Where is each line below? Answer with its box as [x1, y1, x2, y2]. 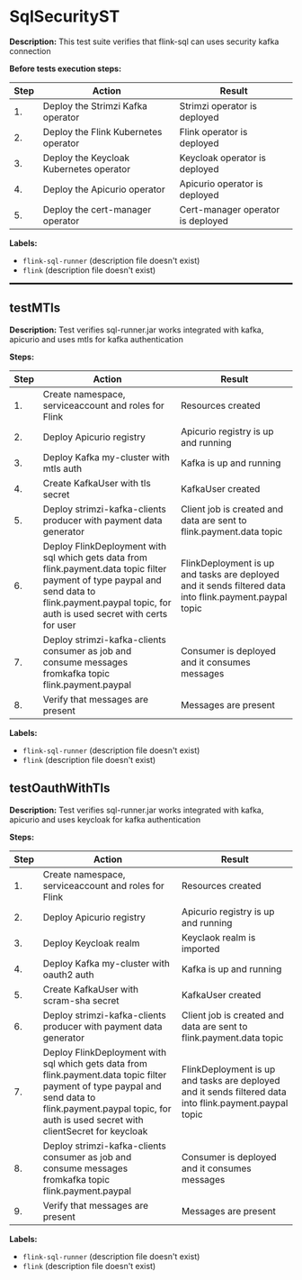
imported [181, 942, 220, 955]
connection [9, 45, 51, 56]
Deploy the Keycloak [42, 151, 130, 164]
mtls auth [42, 462, 83, 475]
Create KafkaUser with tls [42, 477, 151, 489]
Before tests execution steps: [9, 63, 122, 74]
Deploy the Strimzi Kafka [42, 99, 148, 112]
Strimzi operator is [179, 99, 258, 112]
